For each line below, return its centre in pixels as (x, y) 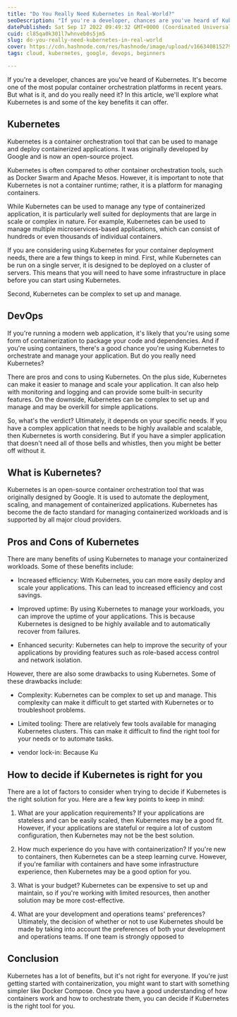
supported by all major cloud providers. (65, 519)
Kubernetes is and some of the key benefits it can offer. (88, 102)
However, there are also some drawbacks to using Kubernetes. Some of (112, 674)
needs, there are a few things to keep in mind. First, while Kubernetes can (114, 257)
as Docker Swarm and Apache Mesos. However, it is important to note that (116, 177)
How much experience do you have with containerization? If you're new (122, 849)
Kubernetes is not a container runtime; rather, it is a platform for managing (115, 185)
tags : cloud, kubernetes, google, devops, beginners (86, 54)
